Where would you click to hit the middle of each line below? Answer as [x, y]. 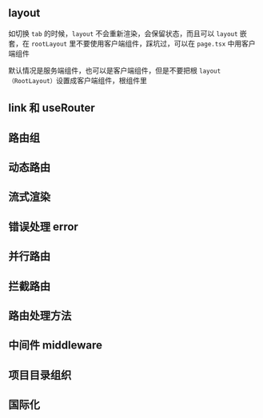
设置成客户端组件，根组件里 [102, 80]
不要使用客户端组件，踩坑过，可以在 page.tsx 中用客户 [165, 43]
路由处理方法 [40, 315]
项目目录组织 [40, 375]
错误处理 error [43, 227]
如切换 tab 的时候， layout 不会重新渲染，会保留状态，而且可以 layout [123, 33]
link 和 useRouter [52, 108]
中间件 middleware [55, 346]
